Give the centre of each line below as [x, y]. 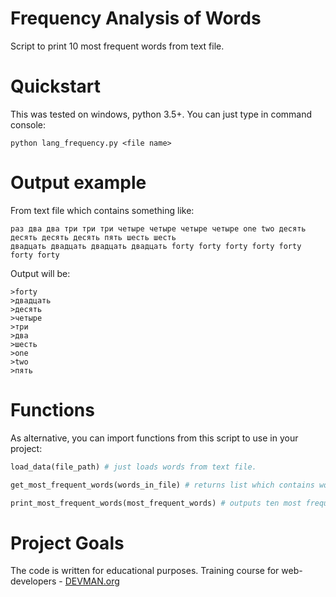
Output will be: [40, 273]
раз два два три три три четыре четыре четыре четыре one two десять [158, 228]
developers [33, 581]
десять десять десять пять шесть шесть [93, 237]
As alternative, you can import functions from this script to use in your [154, 438]
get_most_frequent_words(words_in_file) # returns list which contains [162, 485]
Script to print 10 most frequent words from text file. [117, 46]
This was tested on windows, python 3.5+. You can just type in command [161, 114]
